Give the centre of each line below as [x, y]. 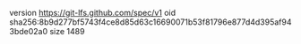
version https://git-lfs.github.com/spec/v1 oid [93, 13]
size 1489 [67, 31]
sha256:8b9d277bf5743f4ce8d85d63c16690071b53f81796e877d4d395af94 [151, 22]
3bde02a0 [29, 31]
